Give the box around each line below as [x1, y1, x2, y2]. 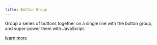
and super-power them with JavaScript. [5, 25, 85, 31]
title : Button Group [5, 7, 48, 12]
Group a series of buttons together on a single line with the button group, [5, 20, 153, 26]
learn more [5, 35, 27, 41]
